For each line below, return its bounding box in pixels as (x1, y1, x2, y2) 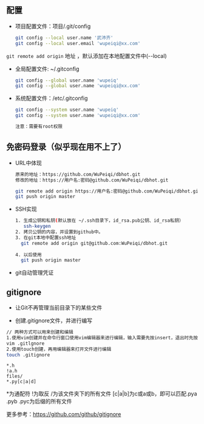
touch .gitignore (6, 352, 50, 358)
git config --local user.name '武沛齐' (15, 35, 114, 41)
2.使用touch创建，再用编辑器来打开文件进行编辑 (6, 346, 112, 352)
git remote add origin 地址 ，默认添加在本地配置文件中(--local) (6, 52, 167, 59)
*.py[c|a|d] (6, 379, 36, 385)
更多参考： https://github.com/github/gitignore (6, 411, 121, 418)
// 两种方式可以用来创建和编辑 (6, 329, 74, 336)
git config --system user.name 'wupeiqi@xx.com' (15, 113, 141, 119)
